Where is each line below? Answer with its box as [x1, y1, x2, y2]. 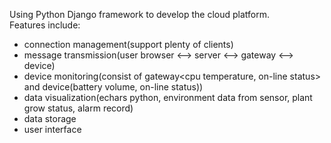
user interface [23, 124, 82, 135]
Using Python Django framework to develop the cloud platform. [9, 9, 271, 20]
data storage [23, 113, 77, 124]
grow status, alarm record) [23, 102, 134, 114]
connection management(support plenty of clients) [23, 39, 234, 50]
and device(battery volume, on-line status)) [23, 81, 204, 93]
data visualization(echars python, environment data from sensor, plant [23, 92, 313, 103]
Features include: [9, 19, 81, 31]
